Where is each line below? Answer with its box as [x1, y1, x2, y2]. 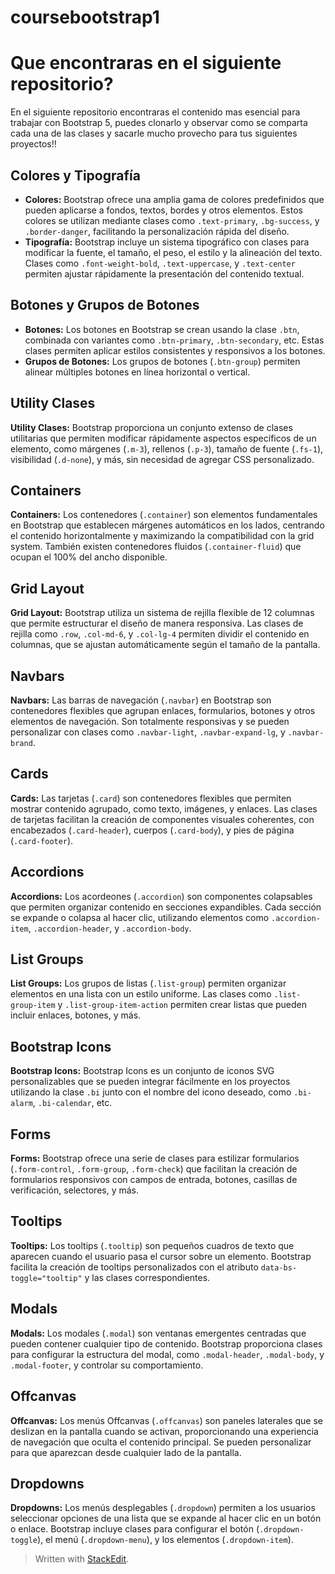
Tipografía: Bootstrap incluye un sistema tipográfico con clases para [24, 236, 310, 248]
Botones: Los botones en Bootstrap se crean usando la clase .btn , [24, 323, 300, 335]
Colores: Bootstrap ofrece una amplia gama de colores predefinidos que [24, 193, 325, 205]
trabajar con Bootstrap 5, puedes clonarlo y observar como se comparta [10, 117, 308, 129]
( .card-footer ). [10, 834, 74, 846]
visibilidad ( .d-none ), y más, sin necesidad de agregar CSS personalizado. [10, 453, 315, 465]
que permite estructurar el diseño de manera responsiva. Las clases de [10, 617, 304, 630]
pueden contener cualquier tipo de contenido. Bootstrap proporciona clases [10, 1337, 323, 1350]
